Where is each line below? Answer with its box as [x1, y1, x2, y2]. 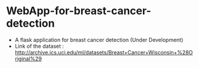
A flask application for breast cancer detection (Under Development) [14, 36, 184, 43]
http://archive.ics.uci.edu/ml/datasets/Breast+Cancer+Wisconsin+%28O [14, 48, 193, 56]
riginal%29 [14, 55, 42, 62]
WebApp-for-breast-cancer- [6, 4, 151, 18]
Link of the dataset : [14, 43, 64, 50]
